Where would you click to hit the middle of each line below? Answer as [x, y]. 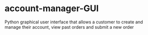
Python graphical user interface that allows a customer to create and [74, 22]
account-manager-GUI [52, 9]
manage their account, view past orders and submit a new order [69, 27]
